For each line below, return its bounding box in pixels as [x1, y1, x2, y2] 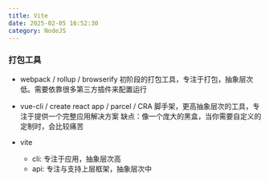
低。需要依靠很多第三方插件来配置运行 [19, 84, 147, 94]
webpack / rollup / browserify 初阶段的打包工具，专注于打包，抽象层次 [19, 74, 254, 84]
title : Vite [8, 11, 48, 20]
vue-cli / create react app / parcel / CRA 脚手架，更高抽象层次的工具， [19, 101, 253, 111]
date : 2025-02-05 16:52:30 [8, 19, 99, 27]
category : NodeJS [8, 26, 67, 34]
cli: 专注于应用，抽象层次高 [31, 154, 122, 163]
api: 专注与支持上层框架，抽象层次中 [31, 163, 153, 173]
